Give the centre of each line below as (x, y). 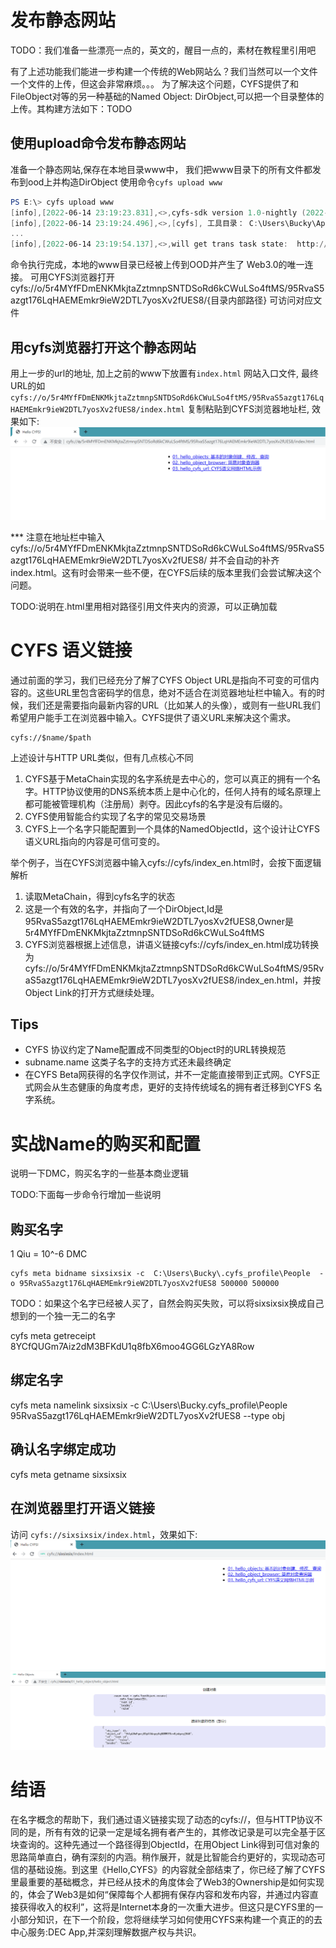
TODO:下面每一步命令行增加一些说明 (86, 1195)
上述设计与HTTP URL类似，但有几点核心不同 (102, 757)
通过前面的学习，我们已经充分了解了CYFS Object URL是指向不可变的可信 (160, 680)
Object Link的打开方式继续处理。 (92, 992)
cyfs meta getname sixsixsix (68, 1474)
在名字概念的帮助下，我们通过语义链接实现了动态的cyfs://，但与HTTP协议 (162, 1820)
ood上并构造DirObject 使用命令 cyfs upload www (125, 182)
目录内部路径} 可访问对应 (262, 300)
